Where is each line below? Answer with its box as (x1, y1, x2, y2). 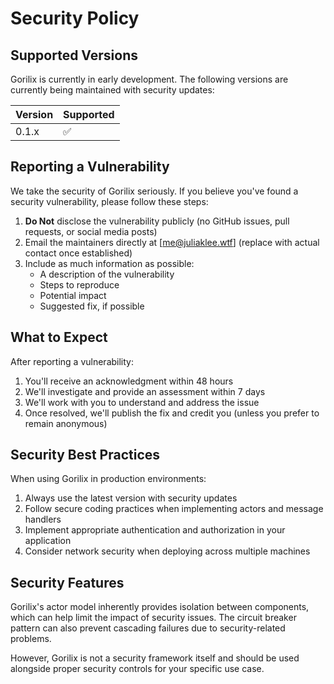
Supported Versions (10, 47, 138, 64)
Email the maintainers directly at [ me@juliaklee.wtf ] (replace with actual (24, 236, 320, 248)
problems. (10, 633, 52, 645)
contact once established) (24, 247, 133, 259)
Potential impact (39, 289, 107, 301)
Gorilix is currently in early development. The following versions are (10, 73, 289, 85)
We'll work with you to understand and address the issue (24, 396, 260, 408)
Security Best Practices (10, 447, 161, 464)
